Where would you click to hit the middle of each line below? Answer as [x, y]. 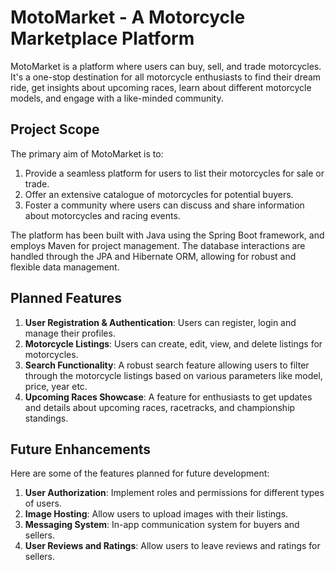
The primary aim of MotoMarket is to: [87, 153]
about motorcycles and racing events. [102, 215]
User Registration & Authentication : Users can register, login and [160, 322]
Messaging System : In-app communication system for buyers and [162, 525]
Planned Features [66, 298]
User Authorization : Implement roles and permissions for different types [174, 493]
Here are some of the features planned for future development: [140, 473]
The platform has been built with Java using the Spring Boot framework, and [167, 235]
